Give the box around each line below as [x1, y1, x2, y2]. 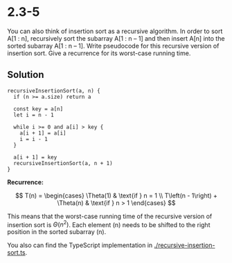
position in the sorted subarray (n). [7, 228, 107, 236]
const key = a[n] [13, 105, 64, 113]
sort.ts [7, 249, 26, 257]
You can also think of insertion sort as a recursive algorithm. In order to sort [7, 27, 223, 35]
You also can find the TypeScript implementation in [7, 241, 153, 249]
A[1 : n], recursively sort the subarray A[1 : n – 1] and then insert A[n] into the [7, 34, 225, 42]
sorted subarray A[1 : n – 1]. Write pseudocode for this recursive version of [7, 41, 220, 50]
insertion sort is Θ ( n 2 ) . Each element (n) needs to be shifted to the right [7, 219, 211, 228]
